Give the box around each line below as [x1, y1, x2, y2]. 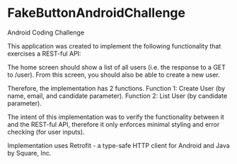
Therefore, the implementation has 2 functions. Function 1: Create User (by [7, 84, 226, 92]
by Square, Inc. [7, 149, 52, 157]
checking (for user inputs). [7, 127, 85, 136]
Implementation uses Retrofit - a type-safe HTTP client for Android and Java [7, 141, 230, 149]
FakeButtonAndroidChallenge [7, 5, 186, 21]
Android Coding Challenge [7, 28, 85, 37]
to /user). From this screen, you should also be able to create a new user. [7, 70, 221, 79]
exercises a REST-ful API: [7, 49, 81, 58]
